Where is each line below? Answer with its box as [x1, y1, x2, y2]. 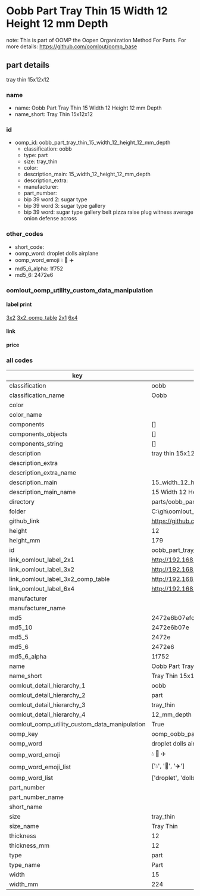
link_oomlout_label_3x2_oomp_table [9, 575, 110, 583]
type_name [9, 861, 40, 869]
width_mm [9, 880, 39, 888]
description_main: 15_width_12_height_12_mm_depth [23, 171, 151, 178]
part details [6, 60, 50, 70]
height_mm [9, 536, 40, 545]
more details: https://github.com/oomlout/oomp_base [6, 43, 137, 50]
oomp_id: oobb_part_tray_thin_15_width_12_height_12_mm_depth [14, 139, 171, 146]
